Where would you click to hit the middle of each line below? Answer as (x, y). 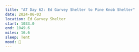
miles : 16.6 (17, 33)
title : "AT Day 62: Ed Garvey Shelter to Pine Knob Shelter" (70, 10)
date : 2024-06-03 (23, 14)
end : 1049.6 (17, 28)
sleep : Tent (17, 38)
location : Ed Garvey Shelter (35, 19)
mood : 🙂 (13, 42)
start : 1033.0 (20, 24)
